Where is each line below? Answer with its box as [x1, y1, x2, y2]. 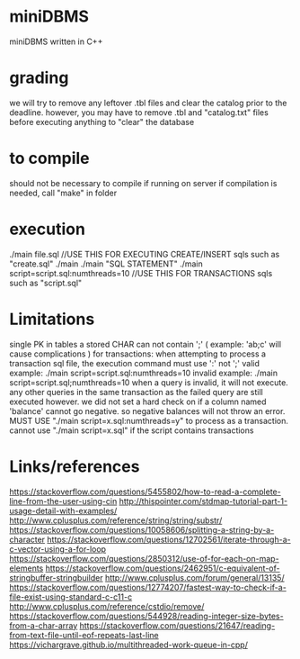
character [9, 534, 46, 545]
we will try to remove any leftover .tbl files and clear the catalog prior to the [9, 97, 287, 108]
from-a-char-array [9, 619, 78, 631]
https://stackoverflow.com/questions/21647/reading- [79, 619, 276, 631]
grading [9, 68, 69, 88]
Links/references [9, 456, 140, 476]
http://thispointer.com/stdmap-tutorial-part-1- [119, 495, 288, 506]
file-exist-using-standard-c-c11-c [9, 591, 133, 602]
